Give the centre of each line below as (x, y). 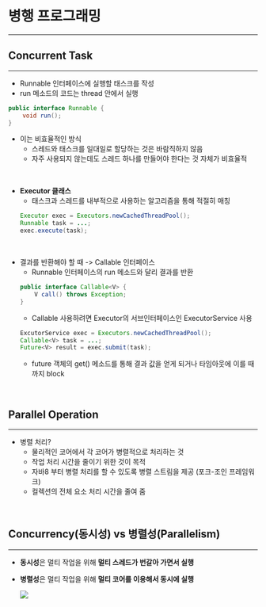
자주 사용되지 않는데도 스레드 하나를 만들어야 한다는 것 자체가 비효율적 (139, 158)
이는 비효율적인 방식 (50, 139)
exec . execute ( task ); (53, 231)
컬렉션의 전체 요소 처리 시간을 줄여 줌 (89, 491)
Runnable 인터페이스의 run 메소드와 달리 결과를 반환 (112, 272)
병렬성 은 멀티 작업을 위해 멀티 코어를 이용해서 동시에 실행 (106, 578)
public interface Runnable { (56, 108)
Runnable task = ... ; (55, 223)
